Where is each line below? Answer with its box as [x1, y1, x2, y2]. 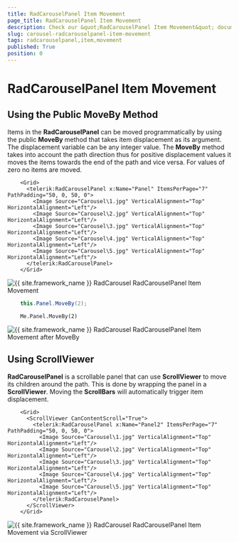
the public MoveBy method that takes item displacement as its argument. [7, 135, 222, 143]
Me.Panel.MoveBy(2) [20, 313, 78, 320]
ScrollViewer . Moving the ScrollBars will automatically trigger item [7, 387, 204, 396]
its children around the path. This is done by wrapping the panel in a [7, 379, 207, 388]
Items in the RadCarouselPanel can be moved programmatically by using [7, 127, 223, 136]
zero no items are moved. [7, 165, 82, 174]
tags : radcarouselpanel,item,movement [7, 37, 122, 44]
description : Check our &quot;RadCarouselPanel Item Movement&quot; [7, 23, 215, 31]
